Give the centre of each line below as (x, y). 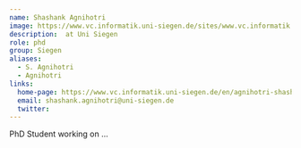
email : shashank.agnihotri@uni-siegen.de (96, 100)
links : (21, 84)
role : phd (28, 42)
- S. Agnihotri (46, 68)
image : (21, 26)
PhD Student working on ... (59, 134)
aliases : (26, 59)
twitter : (34, 109)
